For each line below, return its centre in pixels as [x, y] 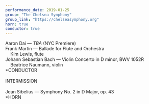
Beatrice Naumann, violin [36, 65]
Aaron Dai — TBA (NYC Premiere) [41, 43]
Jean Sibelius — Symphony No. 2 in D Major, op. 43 [60, 92]
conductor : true [22, 29]
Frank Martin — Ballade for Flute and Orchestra [55, 49]
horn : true [17, 24]
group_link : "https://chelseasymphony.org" [52, 19]
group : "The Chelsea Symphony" [39, 15]
